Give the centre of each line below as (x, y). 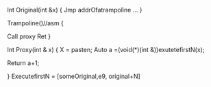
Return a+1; (23, 63)
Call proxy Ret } (29, 36)
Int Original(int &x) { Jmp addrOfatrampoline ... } (75, 10)
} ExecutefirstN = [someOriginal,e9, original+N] (74, 76)
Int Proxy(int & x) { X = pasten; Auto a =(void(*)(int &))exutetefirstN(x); (106, 50)
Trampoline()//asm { (35, 23)
